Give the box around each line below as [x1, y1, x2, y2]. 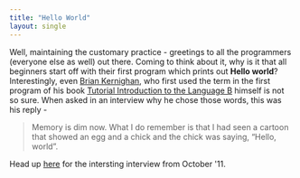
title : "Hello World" [9, 13, 91, 23]
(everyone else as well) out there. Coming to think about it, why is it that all [9, 56, 287, 67]
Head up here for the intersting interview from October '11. [9, 158, 226, 169]
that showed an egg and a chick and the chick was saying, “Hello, [31, 131, 277, 142]
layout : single [9, 22, 67, 31]
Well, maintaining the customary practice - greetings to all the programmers [9, 46, 292, 57]
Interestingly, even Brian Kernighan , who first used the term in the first [9, 75, 271, 86]
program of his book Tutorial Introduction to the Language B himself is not [9, 85, 285, 96]
